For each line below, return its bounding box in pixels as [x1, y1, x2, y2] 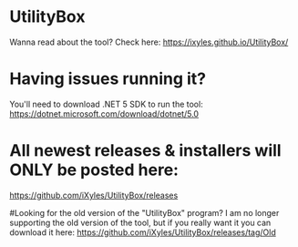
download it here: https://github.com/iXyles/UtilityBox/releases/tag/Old [9, 226, 276, 238]
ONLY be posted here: [9, 160, 180, 180]
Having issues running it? [9, 68, 207, 89]
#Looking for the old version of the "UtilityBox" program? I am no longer [9, 207, 280, 218]
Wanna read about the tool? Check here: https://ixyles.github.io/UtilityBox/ [9, 36, 289, 47]
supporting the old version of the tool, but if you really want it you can [9, 217, 272, 228]
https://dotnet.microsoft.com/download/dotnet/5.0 [9, 108, 199, 119]
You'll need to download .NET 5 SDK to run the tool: [9, 98, 203, 109]
